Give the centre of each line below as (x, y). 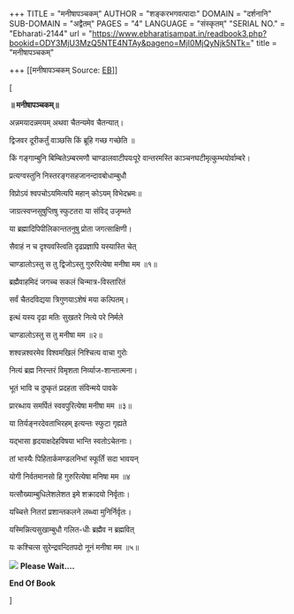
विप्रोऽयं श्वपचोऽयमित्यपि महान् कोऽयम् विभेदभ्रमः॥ (75, 193)
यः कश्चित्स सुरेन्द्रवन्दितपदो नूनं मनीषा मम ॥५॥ (74, 547)
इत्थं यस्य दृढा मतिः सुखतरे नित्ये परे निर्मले (66, 317)
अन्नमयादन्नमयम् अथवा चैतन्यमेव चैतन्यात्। (67, 123)
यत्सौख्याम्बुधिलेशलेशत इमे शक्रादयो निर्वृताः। (70, 494)
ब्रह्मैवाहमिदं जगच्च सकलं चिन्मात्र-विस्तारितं (68, 282)
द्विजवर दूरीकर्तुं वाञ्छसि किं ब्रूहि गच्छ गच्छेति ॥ (72, 140)
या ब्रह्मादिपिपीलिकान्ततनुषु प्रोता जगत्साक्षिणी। (71, 229)
